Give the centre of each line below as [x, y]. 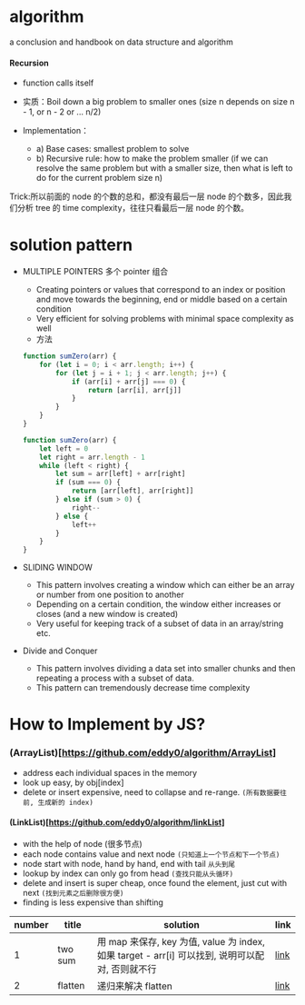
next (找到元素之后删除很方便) [73, 892]
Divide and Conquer [60, 651]
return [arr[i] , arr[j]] [135, 390]
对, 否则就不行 [127, 969]
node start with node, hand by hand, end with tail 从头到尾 [129, 863]
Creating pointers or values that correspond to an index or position [161, 290]
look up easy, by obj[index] [73, 782]
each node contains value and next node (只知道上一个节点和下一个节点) [151, 854]
